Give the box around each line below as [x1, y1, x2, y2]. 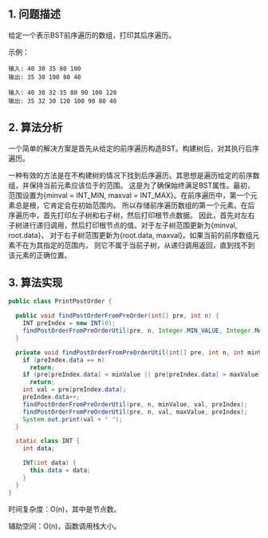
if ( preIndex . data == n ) [22, 356, 105, 364]
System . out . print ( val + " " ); [22, 415, 124, 423]
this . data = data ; [29, 466, 91, 475]
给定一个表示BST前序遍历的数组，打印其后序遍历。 [8, 30, 176, 40]
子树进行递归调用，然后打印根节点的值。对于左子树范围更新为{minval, [8, 220, 238, 230]
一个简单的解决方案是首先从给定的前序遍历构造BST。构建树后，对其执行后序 [8, 143, 260, 153]
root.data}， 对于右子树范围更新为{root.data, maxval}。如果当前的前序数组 [8, 230, 253, 239]
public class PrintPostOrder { [8, 298, 112, 306]
